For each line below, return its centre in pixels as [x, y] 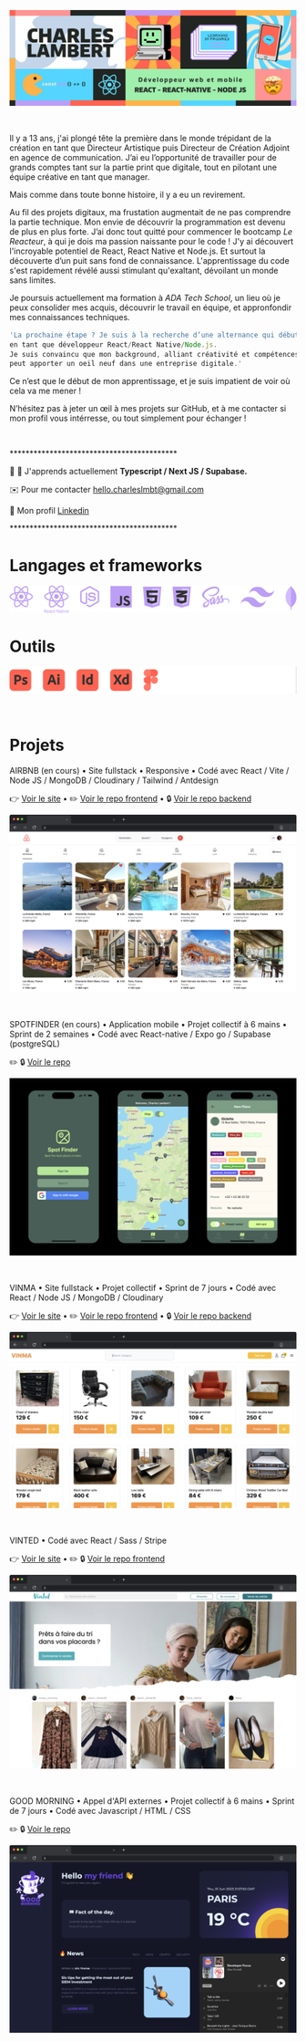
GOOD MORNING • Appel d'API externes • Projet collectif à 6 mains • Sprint [152, 1801]
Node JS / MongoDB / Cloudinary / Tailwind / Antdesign [114, 780]
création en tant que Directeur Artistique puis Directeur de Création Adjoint [149, 148]
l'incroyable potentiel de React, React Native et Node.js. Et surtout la [138, 251]
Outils [33, 646]
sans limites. [33, 280]
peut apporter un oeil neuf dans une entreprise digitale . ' [126, 364]
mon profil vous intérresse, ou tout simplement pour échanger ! [128, 418]
